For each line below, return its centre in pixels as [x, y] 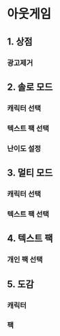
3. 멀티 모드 [30, 173]
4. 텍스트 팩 [30, 238]
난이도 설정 [24, 148]
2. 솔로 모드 [30, 87]
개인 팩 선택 [25, 260]
